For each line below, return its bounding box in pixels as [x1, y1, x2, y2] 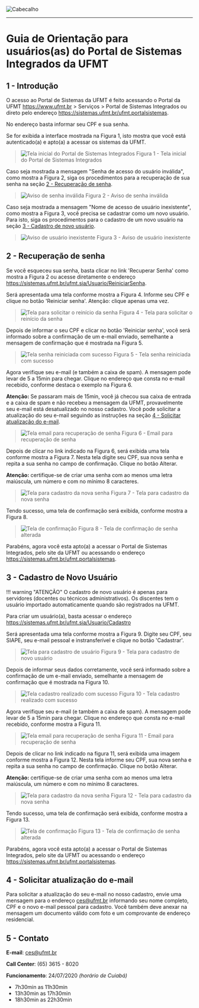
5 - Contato [6, 933, 49, 943]
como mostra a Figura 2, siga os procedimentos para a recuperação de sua [6, 174, 190, 181]
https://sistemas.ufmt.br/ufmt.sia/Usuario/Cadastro [6, 618, 131, 626]
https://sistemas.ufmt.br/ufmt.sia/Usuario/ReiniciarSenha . [6, 279, 147, 286]
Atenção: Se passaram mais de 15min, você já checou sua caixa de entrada [6, 393, 191, 400]
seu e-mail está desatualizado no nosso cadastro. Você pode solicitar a [6, 405, 181, 412]
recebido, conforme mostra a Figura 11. [6, 721, 102, 728]
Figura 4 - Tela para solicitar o [118, 309, 192, 316]
